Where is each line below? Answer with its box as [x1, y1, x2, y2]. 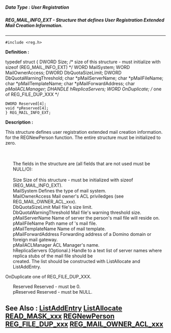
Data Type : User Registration [5, 4, 70, 10]
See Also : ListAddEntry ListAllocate [5, 304, 123, 313]
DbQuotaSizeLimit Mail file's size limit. [12, 204, 93, 210]
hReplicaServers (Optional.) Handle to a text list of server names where [12, 248, 162, 254]
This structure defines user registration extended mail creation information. [5, 129, 163, 135]
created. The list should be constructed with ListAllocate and [12, 258, 140, 265]
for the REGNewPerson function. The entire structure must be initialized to [5, 134, 161, 140]
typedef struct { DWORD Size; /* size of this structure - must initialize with [5, 59, 161, 65]
